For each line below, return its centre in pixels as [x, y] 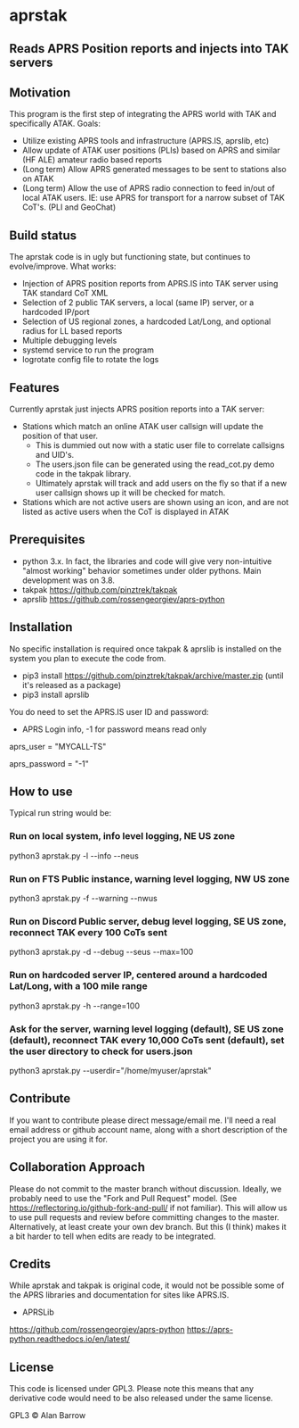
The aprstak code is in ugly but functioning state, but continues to [130, 257]
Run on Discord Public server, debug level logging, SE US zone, [148, 921]
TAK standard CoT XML [65, 293]
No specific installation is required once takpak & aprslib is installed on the [145, 649]
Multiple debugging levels [69, 341]
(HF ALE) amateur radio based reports [92, 160]
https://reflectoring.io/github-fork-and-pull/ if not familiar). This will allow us [148, 1208]
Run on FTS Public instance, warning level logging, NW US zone [149, 878]
